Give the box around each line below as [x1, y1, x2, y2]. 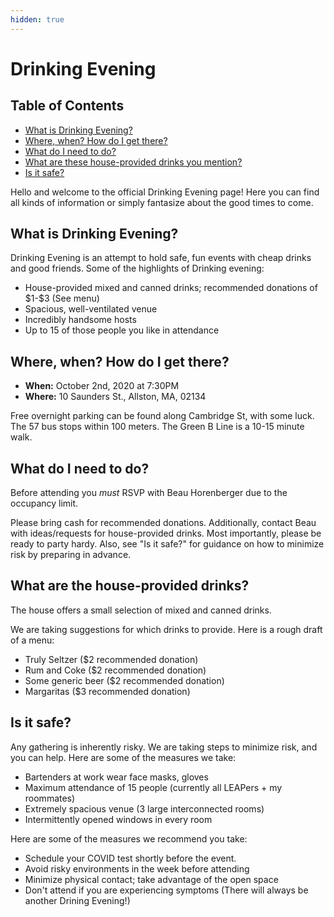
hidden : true [10, 14, 65, 25]
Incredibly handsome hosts [24, 314, 137, 326]
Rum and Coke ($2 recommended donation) [24, 664, 207, 676]
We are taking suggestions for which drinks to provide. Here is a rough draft [10, 623, 323, 635]
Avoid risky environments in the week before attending [24, 862, 250, 875]
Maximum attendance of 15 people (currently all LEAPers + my [24, 781, 283, 793]
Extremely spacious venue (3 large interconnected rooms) [24, 802, 265, 815]
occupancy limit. [10, 497, 79, 510]
